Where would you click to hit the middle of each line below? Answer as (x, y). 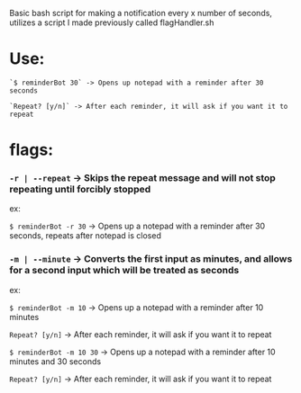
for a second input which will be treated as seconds (124, 271)
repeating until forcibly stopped (80, 190)
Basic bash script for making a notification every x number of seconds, (141, 13)
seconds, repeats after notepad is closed (86, 236)
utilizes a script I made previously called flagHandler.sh (112, 22)
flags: (32, 150)
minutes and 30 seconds (55, 361)
